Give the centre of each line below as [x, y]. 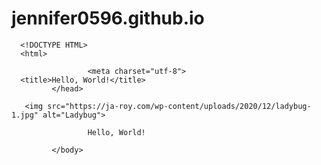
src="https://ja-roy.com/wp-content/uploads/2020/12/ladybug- [179, 106]
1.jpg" [25, 115]
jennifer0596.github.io [108, 18]
